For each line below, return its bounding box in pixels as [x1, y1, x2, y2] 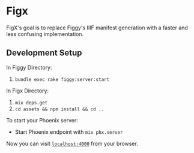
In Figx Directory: [6, 87, 49, 94]
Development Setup [6, 48, 82, 58]
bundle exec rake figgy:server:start [14, 76, 110, 82]
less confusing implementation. [6, 30, 84, 37]
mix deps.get [14, 100, 48, 106]
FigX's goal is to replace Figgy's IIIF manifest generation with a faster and [6, 24, 188, 31]
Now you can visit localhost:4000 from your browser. [6, 140, 138, 147]
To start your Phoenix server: [6, 116, 78, 124]
